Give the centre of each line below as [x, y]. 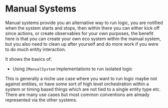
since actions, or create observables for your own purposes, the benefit [79, 33]
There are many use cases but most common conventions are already [77, 94]
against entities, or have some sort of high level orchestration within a [77, 84]
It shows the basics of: [29, 59]
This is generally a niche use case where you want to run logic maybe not [81, 78]
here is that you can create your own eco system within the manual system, [83, 39]
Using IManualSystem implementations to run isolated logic [72, 69]
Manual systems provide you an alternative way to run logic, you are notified [84, 23]
